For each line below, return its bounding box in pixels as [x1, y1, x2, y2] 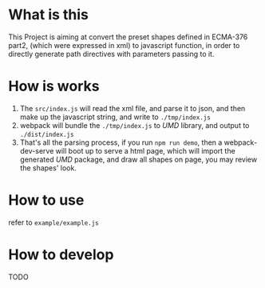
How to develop [8, 246, 114, 263]
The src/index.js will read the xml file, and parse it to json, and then [19, 103, 246, 113]
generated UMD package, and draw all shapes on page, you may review [19, 154, 258, 164]
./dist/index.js [19, 130, 74, 138]
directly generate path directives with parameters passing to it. [8, 49, 215, 58]
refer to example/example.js [8, 218, 99, 227]
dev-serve [19, 146, 54, 155]
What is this [8, 6, 89, 24]
